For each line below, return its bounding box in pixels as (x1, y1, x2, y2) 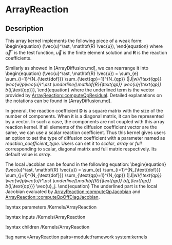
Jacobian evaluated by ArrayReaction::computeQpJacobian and (5, 189, 141, 195)
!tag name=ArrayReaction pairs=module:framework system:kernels (5, 234, 147, 240)
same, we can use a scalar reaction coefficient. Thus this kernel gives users (5, 129, 166, 136)
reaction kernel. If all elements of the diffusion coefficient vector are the (5, 124, 158, 130)
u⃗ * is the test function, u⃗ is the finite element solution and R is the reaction (5, 49, 167, 55)
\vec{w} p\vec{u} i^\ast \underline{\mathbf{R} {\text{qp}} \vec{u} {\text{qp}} (5, 81, 162, 87)
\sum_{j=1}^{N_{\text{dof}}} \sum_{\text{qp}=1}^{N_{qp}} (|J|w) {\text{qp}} (5, 172, 162, 178)
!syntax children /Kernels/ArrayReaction (5, 223, 90, 230)
